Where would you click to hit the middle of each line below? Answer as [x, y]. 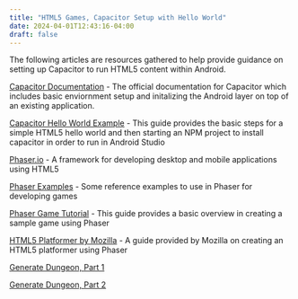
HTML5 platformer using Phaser [69, 250]
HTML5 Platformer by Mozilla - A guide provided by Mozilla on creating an [147, 241]
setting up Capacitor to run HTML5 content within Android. [118, 69]
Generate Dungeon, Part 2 [58, 285]
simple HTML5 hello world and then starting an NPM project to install [137, 133]
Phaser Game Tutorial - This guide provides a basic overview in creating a [146, 214]
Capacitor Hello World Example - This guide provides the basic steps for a [146, 123]
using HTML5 [35, 169]
